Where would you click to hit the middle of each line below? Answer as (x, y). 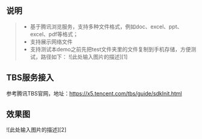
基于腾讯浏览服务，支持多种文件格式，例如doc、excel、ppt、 (106, 27)
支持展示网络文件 (51, 42)
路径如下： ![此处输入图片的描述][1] (84, 57)
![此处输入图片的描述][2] (36, 130)
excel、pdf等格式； (54, 34)
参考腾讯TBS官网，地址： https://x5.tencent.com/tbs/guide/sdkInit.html (94, 93)
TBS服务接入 (30, 78)
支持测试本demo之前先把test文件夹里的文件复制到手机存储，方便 (110, 49)
